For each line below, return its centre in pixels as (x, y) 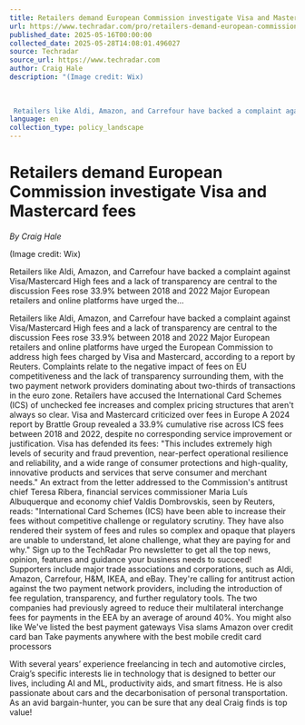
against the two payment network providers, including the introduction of (146, 588)
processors (30, 646)
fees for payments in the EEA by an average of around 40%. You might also (151, 617)
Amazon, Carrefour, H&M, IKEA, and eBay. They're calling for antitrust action (152, 579)
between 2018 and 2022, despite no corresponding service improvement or (151, 433)
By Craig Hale (35, 236)
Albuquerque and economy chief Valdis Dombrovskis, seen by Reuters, (142, 502)
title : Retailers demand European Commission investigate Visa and (140, 18)
